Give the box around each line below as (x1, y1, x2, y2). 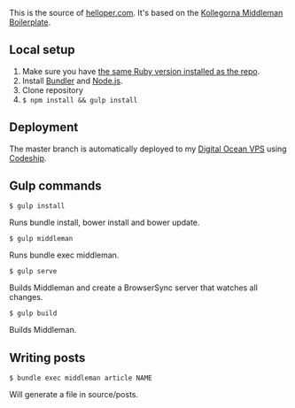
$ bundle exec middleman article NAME (9, 373, 152, 383)
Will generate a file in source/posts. (9, 389, 139, 400)
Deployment (9, 119, 79, 135)
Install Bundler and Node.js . (21, 75, 123, 86)
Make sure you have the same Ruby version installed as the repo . (21, 65, 260, 76)
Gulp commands (9, 179, 102, 194)
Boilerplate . (9, 17, 51, 27)
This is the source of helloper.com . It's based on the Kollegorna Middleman (9, 8, 283, 18)
